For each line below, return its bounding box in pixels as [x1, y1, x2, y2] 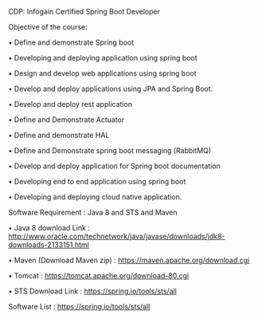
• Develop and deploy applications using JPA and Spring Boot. [8, 84, 213, 93]
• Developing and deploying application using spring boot [8, 53, 197, 62]
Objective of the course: [8, 22, 88, 31]
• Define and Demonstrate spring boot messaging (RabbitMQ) [8, 146, 212, 155]
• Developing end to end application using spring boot [8, 177, 186, 186]
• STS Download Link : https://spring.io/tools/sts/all [8, 286, 178, 296]
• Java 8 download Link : [8, 223, 90, 232]
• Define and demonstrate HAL [8, 131, 110, 140]
